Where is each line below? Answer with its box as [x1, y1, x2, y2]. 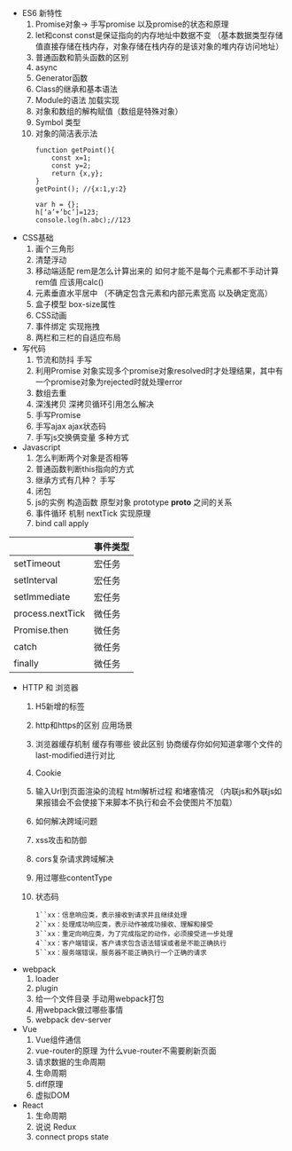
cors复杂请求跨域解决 [35, 854, 114, 863]
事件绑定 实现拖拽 [35, 321, 100, 331]
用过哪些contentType [35, 872, 113, 883]
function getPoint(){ [35, 146, 115, 154]
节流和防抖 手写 [35, 354, 93, 365]
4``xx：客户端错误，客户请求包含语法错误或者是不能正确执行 [35, 939, 227, 948]
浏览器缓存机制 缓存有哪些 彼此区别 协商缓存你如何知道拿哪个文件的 [35, 739, 283, 749]
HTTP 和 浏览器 [21, 682, 80, 692]
